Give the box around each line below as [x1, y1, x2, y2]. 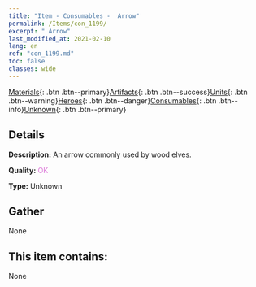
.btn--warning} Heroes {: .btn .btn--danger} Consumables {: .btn [8, 95, 217, 106]
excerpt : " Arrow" [8, 27, 71, 35]
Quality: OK [8, 165, 49, 175]
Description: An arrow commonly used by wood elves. [8, 150, 193, 159]
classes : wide [8, 65, 57, 73]
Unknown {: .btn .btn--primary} [24, 104, 127, 114]
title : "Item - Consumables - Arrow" [8, 11, 140, 20]
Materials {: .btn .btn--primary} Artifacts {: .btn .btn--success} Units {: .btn [8, 87, 248, 97]
